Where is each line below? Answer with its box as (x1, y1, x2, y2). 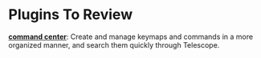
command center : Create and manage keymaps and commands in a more (8, 32, 254, 41)
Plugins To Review (8, 6, 133, 24)
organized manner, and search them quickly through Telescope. (8, 40, 220, 49)
